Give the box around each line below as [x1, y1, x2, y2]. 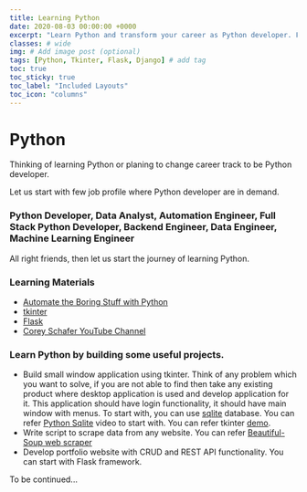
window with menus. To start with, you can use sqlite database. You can [22, 408, 295, 419]
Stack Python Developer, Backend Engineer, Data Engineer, [9, 221, 277, 234]
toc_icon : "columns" [9, 89, 89, 99]
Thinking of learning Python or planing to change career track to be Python [9, 159, 292, 170]
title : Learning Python [9, 13, 101, 23]
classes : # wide [9, 38, 71, 48]
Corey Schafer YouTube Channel [22, 326, 146, 337]
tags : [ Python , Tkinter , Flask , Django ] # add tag [9, 56, 206, 65]
